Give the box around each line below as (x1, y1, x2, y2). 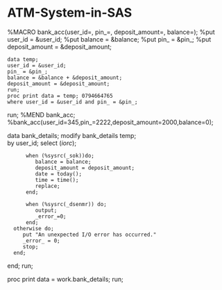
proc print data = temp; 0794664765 (7, 92, 113, 99)
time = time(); (35, 176, 79, 183)
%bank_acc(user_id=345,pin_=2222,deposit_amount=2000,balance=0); (7, 118, 214, 126)
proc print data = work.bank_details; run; (7, 275, 123, 283)
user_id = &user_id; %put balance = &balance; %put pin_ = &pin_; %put (7, 35, 212, 43)
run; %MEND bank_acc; (7, 110, 76, 119)
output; (35, 207, 58, 214)
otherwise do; (13, 225, 54, 232)
